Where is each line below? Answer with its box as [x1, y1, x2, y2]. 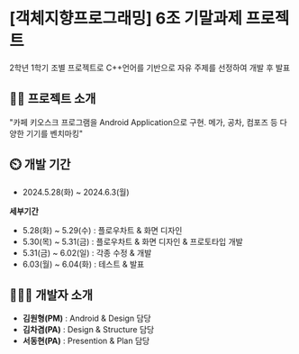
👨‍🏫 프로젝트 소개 [9, 91, 96, 106]
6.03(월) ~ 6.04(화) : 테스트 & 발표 [22, 259, 145, 269]
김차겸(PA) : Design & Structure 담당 [22, 324, 155, 335]
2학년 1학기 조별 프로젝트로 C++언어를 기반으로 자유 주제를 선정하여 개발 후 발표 [9, 62, 291, 73]
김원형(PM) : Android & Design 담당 [22, 313, 151, 324]
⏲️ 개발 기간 [9, 157, 71, 172]
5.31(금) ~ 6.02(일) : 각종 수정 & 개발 [22, 247, 152, 258]
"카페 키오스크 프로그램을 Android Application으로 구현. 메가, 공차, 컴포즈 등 [9, 116, 278, 127]
